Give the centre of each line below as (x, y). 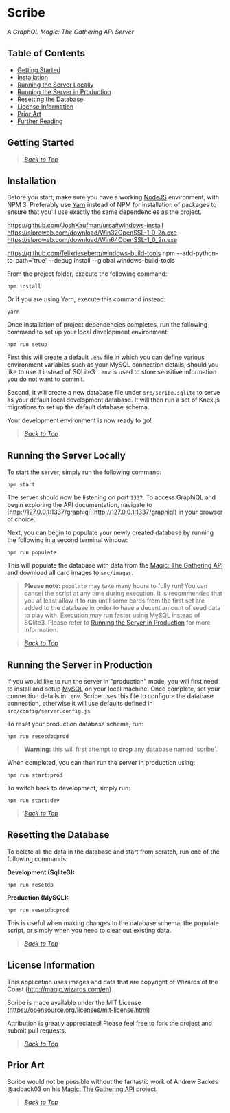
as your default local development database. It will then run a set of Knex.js (113, 400)
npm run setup (27, 345)
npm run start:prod (35, 775)
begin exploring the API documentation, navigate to (80, 505)
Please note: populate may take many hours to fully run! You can (116, 586)
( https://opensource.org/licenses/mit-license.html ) (79, 1010)
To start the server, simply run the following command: (84, 472)
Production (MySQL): (38, 897)
